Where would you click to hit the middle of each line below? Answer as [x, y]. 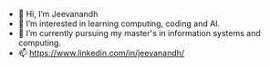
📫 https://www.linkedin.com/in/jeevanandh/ [101, 53]
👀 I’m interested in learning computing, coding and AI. [119, 24]
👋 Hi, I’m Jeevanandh [58, 14]
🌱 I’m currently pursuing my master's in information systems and [140, 33]
